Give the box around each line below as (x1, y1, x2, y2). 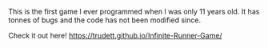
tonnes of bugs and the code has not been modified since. (8, 15, 202, 25)
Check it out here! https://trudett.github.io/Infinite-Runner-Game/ (8, 31, 222, 40)
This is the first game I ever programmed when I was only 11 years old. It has (8, 7, 260, 16)
